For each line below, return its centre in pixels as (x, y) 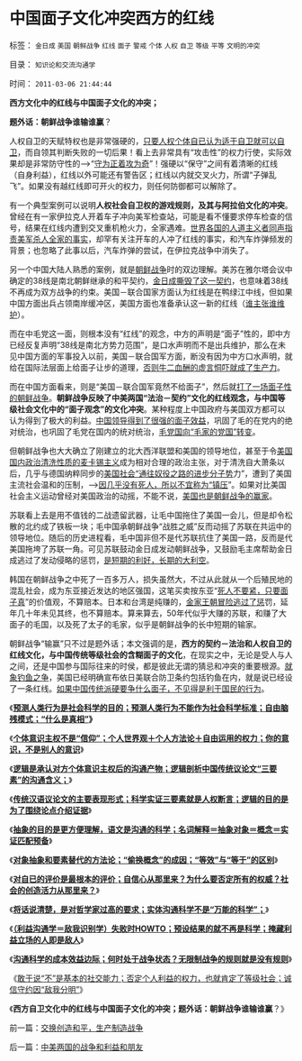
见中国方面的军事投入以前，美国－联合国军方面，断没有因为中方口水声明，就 (151, 356)
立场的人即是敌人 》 (50, 939)
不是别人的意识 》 (54, 749)
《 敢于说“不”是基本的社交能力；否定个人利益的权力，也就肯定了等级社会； (147, 978)
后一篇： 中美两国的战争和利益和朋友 (76, 1047)
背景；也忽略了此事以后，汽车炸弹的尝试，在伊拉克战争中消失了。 (131, 250)
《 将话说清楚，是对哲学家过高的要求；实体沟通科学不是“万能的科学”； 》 (139, 909)
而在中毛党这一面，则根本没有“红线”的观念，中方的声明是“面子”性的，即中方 (150, 334)
